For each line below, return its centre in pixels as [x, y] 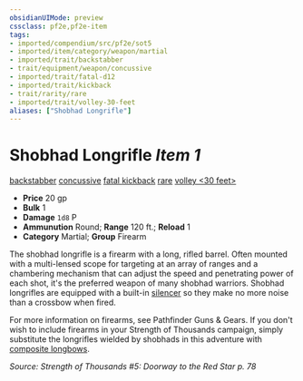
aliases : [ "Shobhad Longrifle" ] [70, 111]
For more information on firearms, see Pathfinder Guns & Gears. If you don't [151, 320]
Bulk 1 [34, 208]
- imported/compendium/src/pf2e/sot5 [81, 43]
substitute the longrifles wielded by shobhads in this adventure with [136, 339]
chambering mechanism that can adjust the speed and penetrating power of [151, 274]
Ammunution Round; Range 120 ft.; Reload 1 [106, 227]
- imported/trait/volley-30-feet [73, 102]
